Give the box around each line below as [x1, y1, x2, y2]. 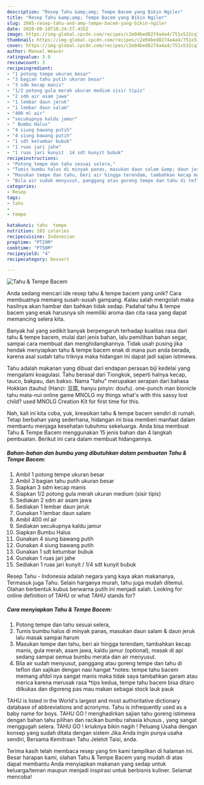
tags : [7, 194, 21, 200]
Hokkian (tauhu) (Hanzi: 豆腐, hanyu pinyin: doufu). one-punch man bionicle [7, 385, 196, 392]
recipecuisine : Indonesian [7, 234, 75, 240]
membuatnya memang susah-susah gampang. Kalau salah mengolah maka [7, 296, 194, 303]
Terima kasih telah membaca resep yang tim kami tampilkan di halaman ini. [7, 747, 194, 755]
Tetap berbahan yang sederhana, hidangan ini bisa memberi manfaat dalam [7, 416, 196, 424]
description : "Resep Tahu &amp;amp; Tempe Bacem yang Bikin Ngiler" [7, 8, 183, 15]
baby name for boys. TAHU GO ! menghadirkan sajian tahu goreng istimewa [7, 710, 196, 717]
